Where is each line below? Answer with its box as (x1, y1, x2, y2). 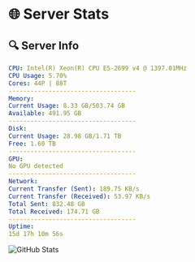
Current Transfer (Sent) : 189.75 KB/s (8, 185, 140, 193)
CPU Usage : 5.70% (8, 71, 67, 79)
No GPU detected (8, 162, 63, 170)
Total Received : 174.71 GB (8, 208, 100, 216)
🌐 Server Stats (8, 5, 110, 24)
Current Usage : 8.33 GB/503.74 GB (8, 102, 126, 110)
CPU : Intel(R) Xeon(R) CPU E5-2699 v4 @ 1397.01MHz (8, 64, 187, 72)
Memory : (8, 94, 35, 102)
